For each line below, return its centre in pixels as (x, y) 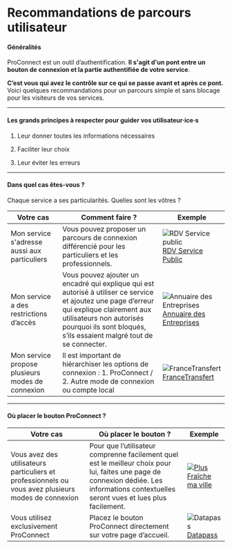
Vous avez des (35, 454)
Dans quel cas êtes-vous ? (46, 185)
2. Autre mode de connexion (108, 381)
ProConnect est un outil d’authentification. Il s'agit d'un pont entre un (106, 62)
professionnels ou (40, 480)
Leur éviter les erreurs (49, 162)
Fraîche (199, 476)
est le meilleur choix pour (130, 463)
